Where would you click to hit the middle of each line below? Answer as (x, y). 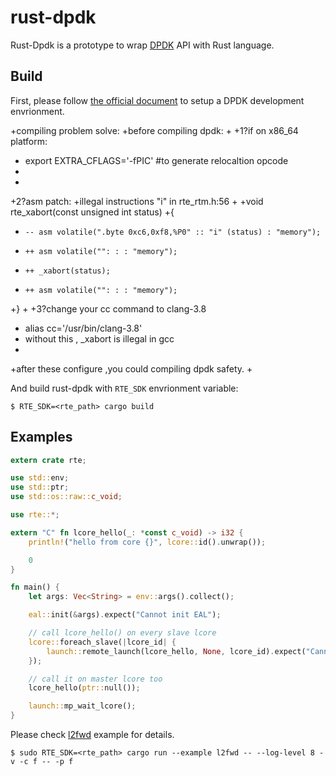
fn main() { (35, 587)
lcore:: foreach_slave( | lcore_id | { (102, 642)
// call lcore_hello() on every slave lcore (122, 633)
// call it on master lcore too (95, 679)
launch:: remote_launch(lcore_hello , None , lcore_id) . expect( (176, 651)
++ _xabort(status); (67, 271)
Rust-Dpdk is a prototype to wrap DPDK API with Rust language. (142, 45)
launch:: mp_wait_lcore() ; (82, 706)
